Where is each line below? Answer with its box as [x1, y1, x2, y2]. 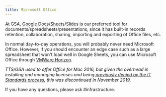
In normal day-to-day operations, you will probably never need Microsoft [5, 41, 154, 47]
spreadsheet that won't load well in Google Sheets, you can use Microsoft [5, 51, 157, 57]
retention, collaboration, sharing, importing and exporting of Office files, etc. [5, 31, 162, 37]
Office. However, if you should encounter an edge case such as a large [5, 46, 151, 52]
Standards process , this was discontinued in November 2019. [5, 77, 131, 83]
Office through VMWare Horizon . [5, 56, 73, 62]
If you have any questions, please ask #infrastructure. [5, 86, 115, 92]
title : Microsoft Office [5, 7, 57, 12]
